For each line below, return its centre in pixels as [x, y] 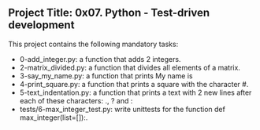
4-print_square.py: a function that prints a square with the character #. [134, 84]
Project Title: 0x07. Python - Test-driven [109, 13]
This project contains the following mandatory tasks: [93, 44]
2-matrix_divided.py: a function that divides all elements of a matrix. [130, 67]
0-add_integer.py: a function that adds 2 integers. [100, 59]
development [41, 25]
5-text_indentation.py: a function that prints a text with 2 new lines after [136, 92]
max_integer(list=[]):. [54, 117]
